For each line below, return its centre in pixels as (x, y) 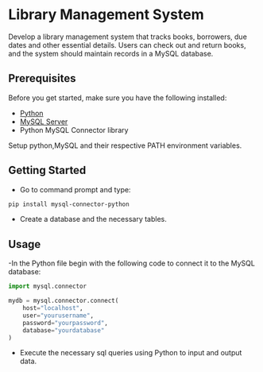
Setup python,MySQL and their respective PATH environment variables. (125, 145)
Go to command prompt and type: (75, 189)
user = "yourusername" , (58, 316)
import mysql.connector (48, 287)
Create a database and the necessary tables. (93, 219)
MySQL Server (44, 122)
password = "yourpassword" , (66, 323)
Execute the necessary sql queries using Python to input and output (131, 353)
